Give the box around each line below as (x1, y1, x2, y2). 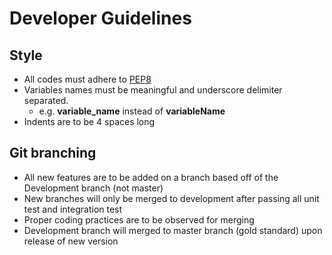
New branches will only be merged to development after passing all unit (23, 192, 320, 204)
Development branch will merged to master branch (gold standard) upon (23, 224, 323, 236)
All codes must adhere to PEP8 (23, 73, 152, 85)
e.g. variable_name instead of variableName (38, 105, 226, 117)
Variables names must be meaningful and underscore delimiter (23, 84, 283, 96)
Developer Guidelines (9, 7, 192, 30)
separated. (23, 95, 69, 106)
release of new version (23, 235, 119, 247)
